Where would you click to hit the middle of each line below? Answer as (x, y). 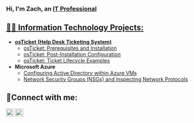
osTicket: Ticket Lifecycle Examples (67, 60)
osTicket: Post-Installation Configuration (72, 54)
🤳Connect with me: (42, 98)
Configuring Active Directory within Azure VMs (80, 73)
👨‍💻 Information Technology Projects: (75, 28)
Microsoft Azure (35, 67)
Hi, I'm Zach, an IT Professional (51, 9)
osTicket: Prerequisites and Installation (70, 48)
